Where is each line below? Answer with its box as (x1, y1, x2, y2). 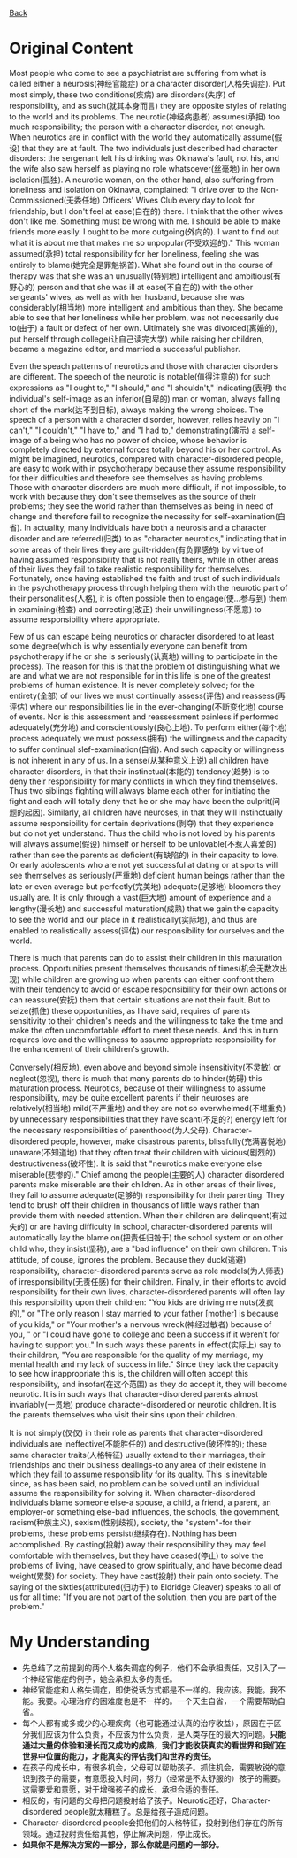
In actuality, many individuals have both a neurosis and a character (24, 522, 267, 533)
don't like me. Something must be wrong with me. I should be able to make (9, 216, 281, 226)
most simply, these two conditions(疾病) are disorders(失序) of (9, 88, 236, 100)
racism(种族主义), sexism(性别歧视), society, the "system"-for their (9, 1516, 252, 1527)
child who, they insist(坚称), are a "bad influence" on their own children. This (9, 1243, 288, 1254)
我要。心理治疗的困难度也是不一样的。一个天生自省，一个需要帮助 (37, 1695, 278, 1706)
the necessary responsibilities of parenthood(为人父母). (9, 1125, 211, 1135)
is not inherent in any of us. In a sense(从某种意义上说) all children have (9, 755, 270, 765)
